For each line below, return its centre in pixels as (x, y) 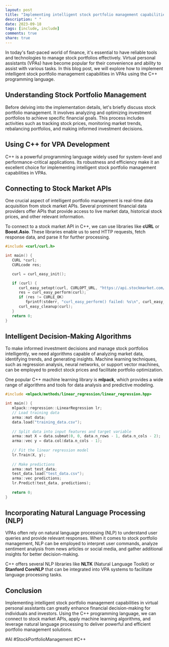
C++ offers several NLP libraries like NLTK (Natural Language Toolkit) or (80, 564)
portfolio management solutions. (39, 630)
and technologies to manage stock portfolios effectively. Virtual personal (80, 57)
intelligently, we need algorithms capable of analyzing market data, (75, 354)
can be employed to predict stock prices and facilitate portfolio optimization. (84, 370)
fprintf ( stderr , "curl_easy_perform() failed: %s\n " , (83, 302)
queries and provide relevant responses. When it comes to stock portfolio (81, 538)
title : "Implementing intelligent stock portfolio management (72, 15)
